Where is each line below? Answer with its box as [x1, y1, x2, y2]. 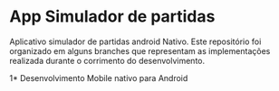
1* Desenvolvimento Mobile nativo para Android [9, 72, 188, 83]
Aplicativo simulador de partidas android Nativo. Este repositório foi [9, 36, 262, 47]
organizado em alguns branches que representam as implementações [9, 45, 271, 56]
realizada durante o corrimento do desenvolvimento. [9, 55, 206, 66]
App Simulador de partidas [9, 6, 216, 27]
